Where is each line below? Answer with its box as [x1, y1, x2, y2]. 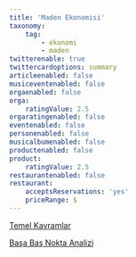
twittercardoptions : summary [9, 63, 117, 72]
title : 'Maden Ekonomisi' [9, 12, 105, 22]
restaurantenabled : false [9, 170, 105, 179]
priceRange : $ [25, 195, 77, 205]
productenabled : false [9, 145, 93, 154]
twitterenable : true [9, 54, 86, 63]
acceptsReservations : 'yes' [25, 187, 129, 196]
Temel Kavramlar [9, 220, 71, 230]
